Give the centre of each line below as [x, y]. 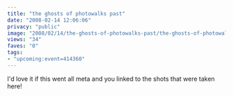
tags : [15, 53]
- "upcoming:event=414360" [46, 59]
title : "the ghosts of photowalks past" [67, 14]
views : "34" [24, 40]
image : [17, 33]
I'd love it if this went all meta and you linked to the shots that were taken [111, 79]
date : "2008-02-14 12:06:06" [49, 20]
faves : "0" [23, 46]
